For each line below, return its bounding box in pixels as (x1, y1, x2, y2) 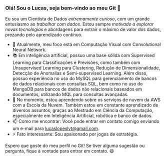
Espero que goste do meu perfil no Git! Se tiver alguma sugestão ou (5, 142, 145, 149)
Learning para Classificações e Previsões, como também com (12, 59, 140, 65)
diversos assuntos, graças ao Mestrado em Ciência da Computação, (12, 107, 153, 113)
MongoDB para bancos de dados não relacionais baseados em (12, 86, 142, 92)
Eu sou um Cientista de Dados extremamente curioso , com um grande (5, 16, 150, 22)
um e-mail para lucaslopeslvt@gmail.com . (12, 125, 99, 131)
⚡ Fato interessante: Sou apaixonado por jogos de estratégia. (12, 131, 138, 137)
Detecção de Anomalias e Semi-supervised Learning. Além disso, (12, 70, 148, 76)
